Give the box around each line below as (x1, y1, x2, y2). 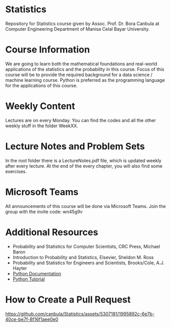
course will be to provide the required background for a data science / (5, 72, 153, 78)
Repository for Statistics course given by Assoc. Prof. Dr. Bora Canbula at (5, 20, 160, 27)
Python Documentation (12, 270, 61, 276)
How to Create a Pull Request (5, 294, 131, 305)
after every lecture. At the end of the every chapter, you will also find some (5, 162, 163, 169)
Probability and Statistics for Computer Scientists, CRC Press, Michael (12, 243, 160, 249)
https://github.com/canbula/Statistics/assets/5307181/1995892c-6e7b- (5, 311, 155, 317)
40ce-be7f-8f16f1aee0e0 (5, 316, 59, 322)
